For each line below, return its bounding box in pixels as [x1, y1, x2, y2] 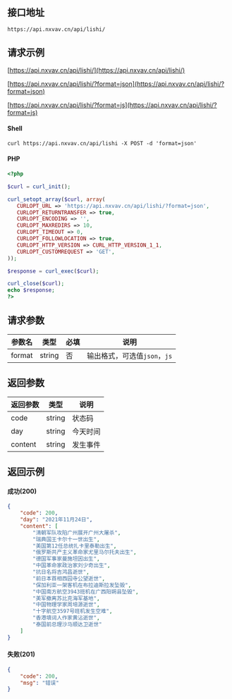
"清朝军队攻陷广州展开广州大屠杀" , [32, 529, 121, 536]
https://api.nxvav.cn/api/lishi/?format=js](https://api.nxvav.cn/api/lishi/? [9, 101, 217, 109]
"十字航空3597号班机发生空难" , [32, 608, 113, 615]
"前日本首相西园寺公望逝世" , [32, 575, 106, 582]
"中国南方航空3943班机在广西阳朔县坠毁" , [32, 588, 139, 595]
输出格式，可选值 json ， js [87, 351, 173, 361]
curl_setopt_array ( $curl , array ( [7, 196, 106, 203]
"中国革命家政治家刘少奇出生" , [32, 562, 111, 569]
